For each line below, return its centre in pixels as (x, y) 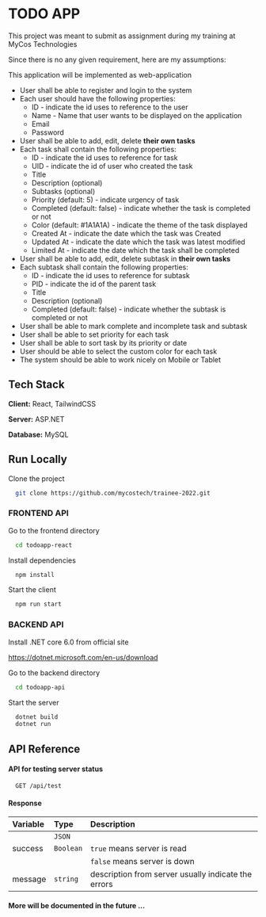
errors (101, 885)
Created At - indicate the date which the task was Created (126, 233)
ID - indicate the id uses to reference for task (104, 157)
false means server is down (142, 862)
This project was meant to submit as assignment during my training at (122, 36)
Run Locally (38, 459)
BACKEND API (36, 625)
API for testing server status (56, 769)
